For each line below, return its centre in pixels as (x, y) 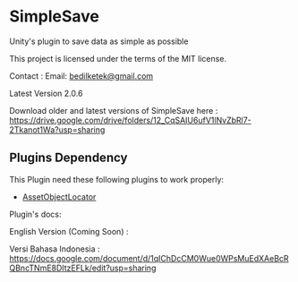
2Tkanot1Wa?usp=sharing (57, 129)
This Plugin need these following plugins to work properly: (117, 179)
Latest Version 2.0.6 (46, 93)
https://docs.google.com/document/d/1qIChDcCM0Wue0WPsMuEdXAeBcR (149, 258)
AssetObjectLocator (59, 197)
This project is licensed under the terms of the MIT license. (118, 58)
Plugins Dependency (68, 158)
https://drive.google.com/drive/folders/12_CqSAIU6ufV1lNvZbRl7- (131, 120)
